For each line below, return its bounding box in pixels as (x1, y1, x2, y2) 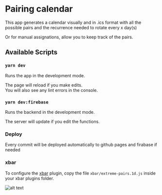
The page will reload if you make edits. (5, 82, 83, 88)
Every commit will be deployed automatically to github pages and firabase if (5, 142, 157, 148)
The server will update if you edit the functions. (5, 118, 100, 124)
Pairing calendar (5, 3, 73, 15)
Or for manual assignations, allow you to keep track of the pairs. (5, 34, 133, 40)
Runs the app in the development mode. (5, 72, 85, 78)
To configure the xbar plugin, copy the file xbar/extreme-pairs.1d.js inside (5, 170, 156, 176)
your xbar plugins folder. (5, 175, 54, 181)
